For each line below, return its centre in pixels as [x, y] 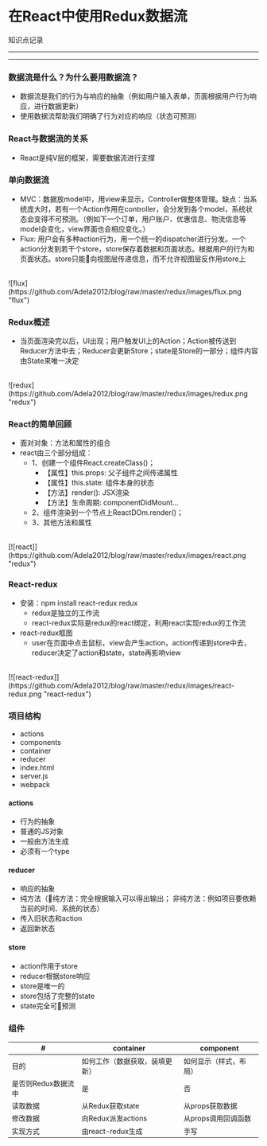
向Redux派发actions [114, 1118]
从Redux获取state [110, 1106]
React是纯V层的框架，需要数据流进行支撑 [87, 158]
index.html [37, 768]
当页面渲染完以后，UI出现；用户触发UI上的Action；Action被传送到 [128, 341]
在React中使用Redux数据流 [98, 16]
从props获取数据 [210, 1106]
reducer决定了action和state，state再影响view [106, 653]
